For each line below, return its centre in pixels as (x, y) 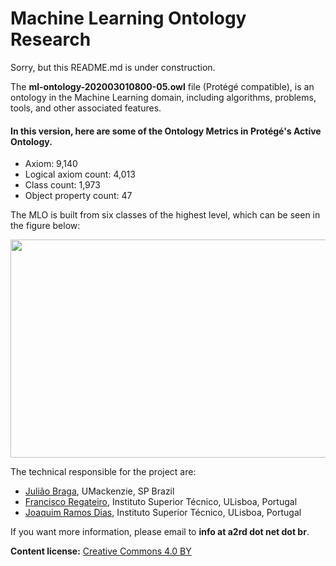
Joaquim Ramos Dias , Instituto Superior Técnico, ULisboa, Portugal (163, 513)
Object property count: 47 (78, 196)
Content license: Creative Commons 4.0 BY (101, 551)
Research (51, 39)
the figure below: (45, 226)
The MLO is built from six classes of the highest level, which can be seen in (165, 215)
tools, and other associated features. (86, 108)
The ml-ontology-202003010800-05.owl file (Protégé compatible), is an (162, 86)
